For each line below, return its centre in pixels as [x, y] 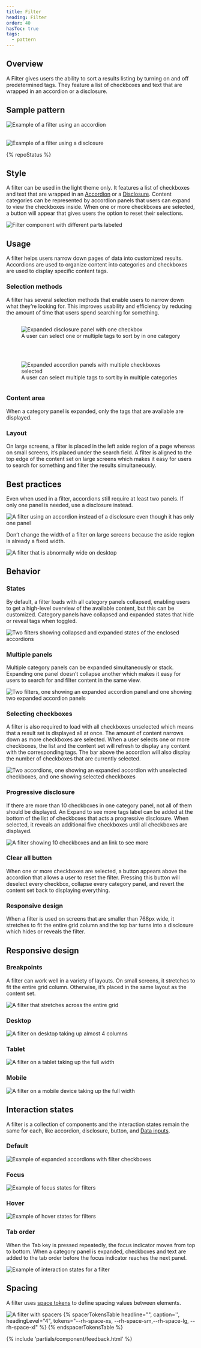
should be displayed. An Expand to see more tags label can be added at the [100, 811]
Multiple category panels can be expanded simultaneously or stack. [90, 667]
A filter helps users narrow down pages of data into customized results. [94, 258]
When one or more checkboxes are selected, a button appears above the [97, 871]
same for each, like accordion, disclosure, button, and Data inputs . [88, 1130]
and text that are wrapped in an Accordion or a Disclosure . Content [89, 194]
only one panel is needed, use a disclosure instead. [70, 505]
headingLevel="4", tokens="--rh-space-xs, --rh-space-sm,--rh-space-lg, [97, 1320]
